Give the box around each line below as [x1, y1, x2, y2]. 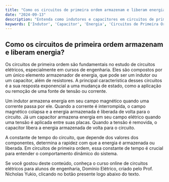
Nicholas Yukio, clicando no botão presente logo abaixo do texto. [5, 171, 140, 177]
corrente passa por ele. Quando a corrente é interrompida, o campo [5, 103, 146, 109]
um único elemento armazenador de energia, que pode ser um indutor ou [5, 72, 157, 78]
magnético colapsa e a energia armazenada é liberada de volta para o [5, 109, 150, 115]
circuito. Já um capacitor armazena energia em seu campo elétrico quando [5, 114, 161, 120]
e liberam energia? [5, 48, 65, 56]
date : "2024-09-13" [5, 12, 46, 17]
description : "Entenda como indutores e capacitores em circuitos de [5, 17, 154, 22]
